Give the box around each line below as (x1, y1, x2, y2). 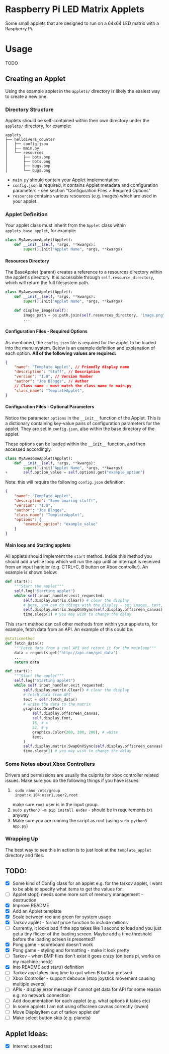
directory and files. (5, 852, 44, 858)
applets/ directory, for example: (5, 123, 72, 129)
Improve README (12, 902, 49, 908)
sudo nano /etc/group (15, 788, 60, 793)
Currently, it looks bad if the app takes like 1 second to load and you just (12, 925, 162, 931)
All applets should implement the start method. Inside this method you (5, 553, 152, 559)
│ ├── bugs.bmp (5, 163, 51, 169)
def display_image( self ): (14, 308, 69, 313)
